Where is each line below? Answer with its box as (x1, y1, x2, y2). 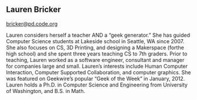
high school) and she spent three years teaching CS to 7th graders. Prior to (6, 50, 188, 57)
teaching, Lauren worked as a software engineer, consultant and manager (6, 56, 185, 63)
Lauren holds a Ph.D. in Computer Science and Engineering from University (6, 81, 188, 88)
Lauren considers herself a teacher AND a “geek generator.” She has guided (6, 32, 191, 39)
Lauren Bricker (6, 5, 62, 15)
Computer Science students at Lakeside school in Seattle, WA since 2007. (6, 37, 185, 44)
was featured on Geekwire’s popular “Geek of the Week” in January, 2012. (6, 75, 185, 82)
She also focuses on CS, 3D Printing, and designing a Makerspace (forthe (6, 44, 185, 51)
